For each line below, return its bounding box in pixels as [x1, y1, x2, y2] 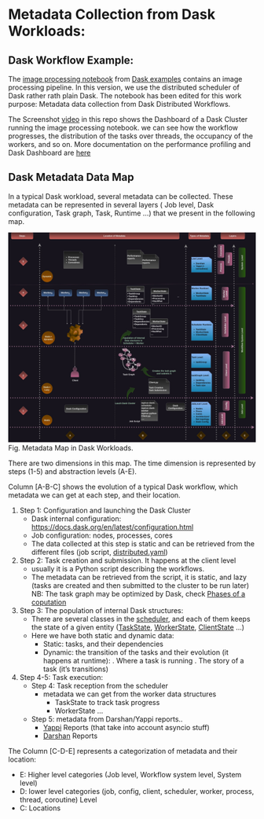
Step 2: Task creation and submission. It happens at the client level [19, 556, 236, 565]
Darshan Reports [42, 731, 98, 740]
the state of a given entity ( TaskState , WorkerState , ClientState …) [31, 623, 245, 632]
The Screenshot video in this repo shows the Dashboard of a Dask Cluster [8, 115, 248, 123]
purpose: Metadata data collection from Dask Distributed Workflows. [8, 100, 231, 108]
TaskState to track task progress [54, 698, 160, 707]
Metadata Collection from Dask [8, 6, 216, 24]
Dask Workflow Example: [8, 53, 134, 67]
